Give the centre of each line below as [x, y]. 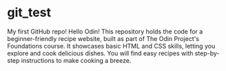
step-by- [207, 53]
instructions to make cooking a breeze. [76, 60]
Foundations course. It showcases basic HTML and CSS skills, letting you [111, 46]
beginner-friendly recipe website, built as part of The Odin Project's [103, 38]
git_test [29, 13]
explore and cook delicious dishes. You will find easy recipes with [100, 53]
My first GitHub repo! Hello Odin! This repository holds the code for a [105, 31]
